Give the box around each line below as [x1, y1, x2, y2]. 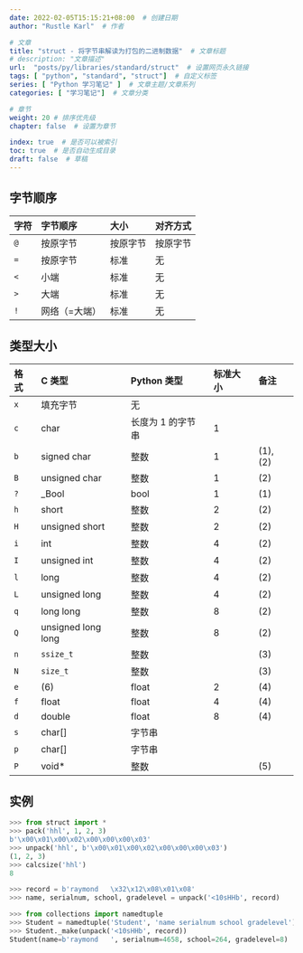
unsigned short [40, 520, 106, 533]
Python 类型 [130, 374, 183, 387]
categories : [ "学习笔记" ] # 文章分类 [9, 88, 149, 98]
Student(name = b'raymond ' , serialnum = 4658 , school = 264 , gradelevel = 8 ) [9, 935, 289, 944]
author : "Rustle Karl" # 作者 [9, 22, 124, 31]
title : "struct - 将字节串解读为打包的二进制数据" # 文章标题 [9, 46, 226, 55]
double [40, 710, 70, 722]
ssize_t [40, 648, 74, 659]
